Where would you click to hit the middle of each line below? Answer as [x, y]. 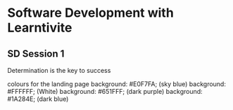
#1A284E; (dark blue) [38, 99]
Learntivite [40, 28]
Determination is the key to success [59, 70]
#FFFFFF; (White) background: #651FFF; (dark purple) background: [105, 91]
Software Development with [90, 13]
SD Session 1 [36, 54]
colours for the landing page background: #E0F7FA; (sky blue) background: [117, 84]
